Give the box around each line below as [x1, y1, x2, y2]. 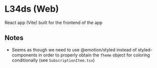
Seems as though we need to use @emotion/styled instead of [11, 46, 137, 52]
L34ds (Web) [4, 3, 59, 15]
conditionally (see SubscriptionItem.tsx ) [11, 57, 95, 63]
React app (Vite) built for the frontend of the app [4, 20, 103, 25]
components [11, 52, 37, 58]
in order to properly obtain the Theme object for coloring [38, 52, 151, 58]
